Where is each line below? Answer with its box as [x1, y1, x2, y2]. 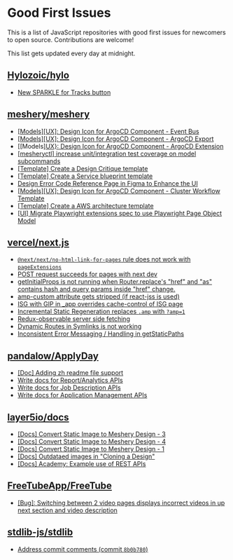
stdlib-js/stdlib [7, 526, 73, 538]
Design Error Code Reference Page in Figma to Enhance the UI [17, 179, 198, 187]
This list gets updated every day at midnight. [7, 49, 136, 57]
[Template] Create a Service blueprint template [17, 172, 153, 180]
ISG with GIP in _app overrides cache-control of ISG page [17, 300, 183, 308]
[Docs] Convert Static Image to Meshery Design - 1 [17, 445, 164, 453]
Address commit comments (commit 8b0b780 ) [17, 545, 148, 553]
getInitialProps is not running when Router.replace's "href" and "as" [17, 278, 212, 286]
